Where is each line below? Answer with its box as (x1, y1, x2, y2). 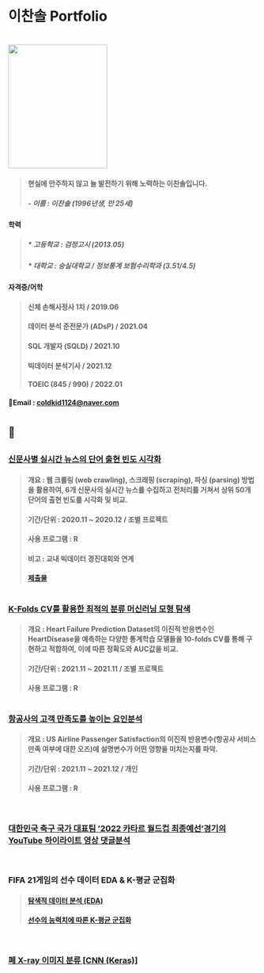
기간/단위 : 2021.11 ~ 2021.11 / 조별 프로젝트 (27, 664, 164, 673)
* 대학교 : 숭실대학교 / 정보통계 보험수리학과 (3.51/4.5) (27, 261, 196, 270)
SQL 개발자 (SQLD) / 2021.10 (27, 342, 120, 351)
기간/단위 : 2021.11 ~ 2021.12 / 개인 (27, 764, 138, 773)
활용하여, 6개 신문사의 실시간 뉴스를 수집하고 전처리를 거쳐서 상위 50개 (35, 485, 251, 495)
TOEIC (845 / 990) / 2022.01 (27, 380, 123, 389)
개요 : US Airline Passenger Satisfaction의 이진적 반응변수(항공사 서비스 (27, 734, 257, 744)
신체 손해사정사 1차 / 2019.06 (27, 302, 119, 312)
